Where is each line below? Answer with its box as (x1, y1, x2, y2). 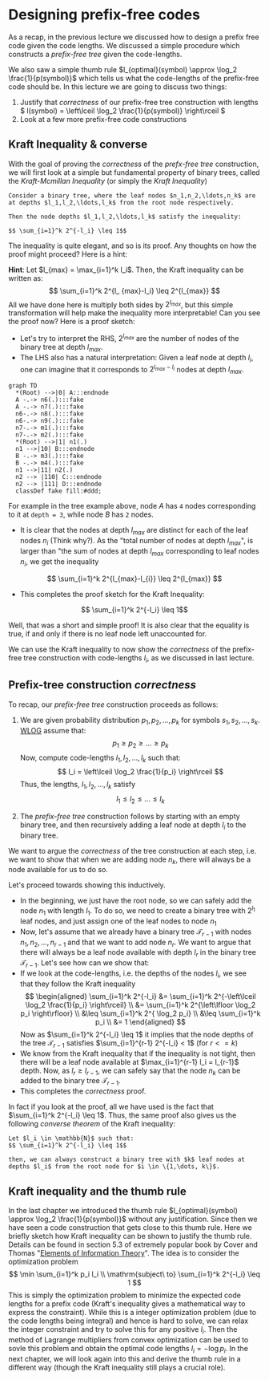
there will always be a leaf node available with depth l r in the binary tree (19, 948, 256, 960)
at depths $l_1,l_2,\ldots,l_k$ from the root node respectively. (8, 198, 235, 206)
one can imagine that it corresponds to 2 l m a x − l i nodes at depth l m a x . (19, 363, 244, 376)
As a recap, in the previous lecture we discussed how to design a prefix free (8, 32, 259, 42)
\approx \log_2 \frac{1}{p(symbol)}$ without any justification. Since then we (8, 1214, 258, 1224)
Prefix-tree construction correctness (8, 678, 197, 692)
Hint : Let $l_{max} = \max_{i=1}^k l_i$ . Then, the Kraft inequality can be (8, 265, 244, 274)
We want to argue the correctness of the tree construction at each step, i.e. (8, 846, 257, 855)
